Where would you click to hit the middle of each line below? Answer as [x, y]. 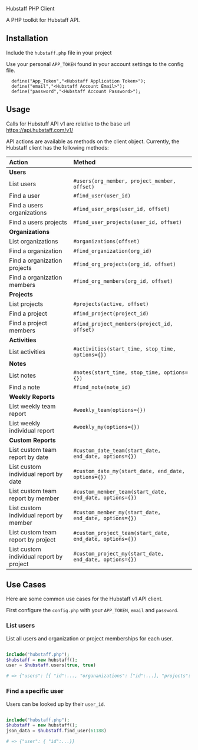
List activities [27, 352]
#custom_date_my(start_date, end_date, [129, 471]
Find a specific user [35, 691]
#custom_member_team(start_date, [120, 492]
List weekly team [32, 406]
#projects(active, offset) [111, 304]
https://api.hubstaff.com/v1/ [40, 130]
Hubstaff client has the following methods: [57, 147]
